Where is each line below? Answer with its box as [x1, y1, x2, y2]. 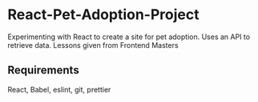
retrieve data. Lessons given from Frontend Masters [7, 40, 179, 49]
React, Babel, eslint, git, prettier [7, 84, 111, 94]
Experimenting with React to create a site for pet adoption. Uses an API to [7, 32, 250, 41]
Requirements [7, 64, 79, 77]
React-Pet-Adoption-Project [7, 6, 200, 24]
